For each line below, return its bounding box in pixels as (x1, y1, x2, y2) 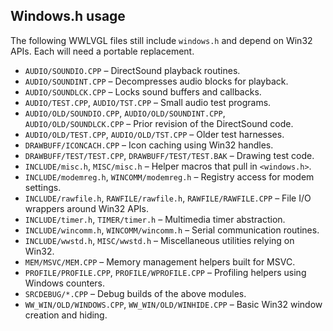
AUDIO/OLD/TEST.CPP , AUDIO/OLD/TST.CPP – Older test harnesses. (24, 128, 285, 140)
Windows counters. (24, 277, 105, 289)
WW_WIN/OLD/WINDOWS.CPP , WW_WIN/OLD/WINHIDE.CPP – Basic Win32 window (24, 298, 323, 310)
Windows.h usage (10, 8, 126, 25)
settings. (24, 181, 62, 193)
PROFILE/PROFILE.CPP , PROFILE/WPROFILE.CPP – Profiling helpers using (24, 266, 307, 278)
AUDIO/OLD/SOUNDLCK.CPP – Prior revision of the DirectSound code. (24, 117, 294, 129)
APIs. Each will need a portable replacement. (10, 45, 195, 57)
